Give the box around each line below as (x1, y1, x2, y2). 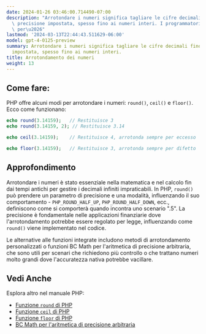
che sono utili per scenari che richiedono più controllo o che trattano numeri (6, 249, 199, 256)
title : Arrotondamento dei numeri (6, 55, 95, 61)
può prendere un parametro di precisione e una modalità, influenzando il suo (6, 191, 200, 199)
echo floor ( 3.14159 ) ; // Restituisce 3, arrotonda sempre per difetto (6, 145, 196, 151)
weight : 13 (6, 60, 34, 66)
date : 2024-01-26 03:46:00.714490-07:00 (6, 9, 112, 15)
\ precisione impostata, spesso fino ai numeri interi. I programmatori (12, 20, 202, 26)
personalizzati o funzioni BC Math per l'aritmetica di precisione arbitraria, (6, 243, 191, 250)
